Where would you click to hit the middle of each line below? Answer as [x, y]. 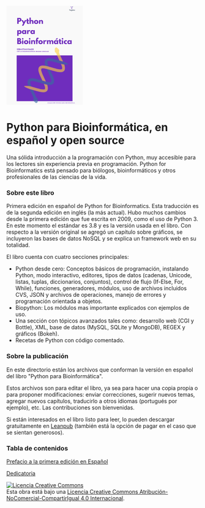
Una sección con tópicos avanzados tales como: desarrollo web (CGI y [105, 321]
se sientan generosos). [35, 432]
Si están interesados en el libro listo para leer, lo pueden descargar [91, 419]
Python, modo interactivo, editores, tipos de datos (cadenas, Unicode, [103, 275]
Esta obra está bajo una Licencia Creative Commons [73, 491]
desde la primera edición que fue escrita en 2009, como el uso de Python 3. [102, 219]
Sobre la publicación [37, 356]
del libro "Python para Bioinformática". [55, 376]
